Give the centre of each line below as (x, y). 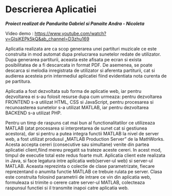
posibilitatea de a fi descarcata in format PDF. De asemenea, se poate (79, 65)
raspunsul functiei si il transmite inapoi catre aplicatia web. (67, 188)
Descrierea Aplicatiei (51, 9)
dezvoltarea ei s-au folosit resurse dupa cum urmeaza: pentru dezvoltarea (84, 96)
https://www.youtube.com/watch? (70, 33)
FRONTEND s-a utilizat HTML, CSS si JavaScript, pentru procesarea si (79, 102)
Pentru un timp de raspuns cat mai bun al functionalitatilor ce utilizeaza (80, 122)
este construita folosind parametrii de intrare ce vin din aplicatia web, (78, 177)
